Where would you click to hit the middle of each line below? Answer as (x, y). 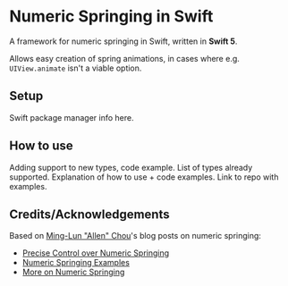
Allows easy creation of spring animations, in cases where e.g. (124, 58)
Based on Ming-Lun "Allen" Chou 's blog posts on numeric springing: (136, 236)
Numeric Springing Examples (76, 263)
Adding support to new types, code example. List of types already (131, 167)
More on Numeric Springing (73, 272)
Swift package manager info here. (72, 117)
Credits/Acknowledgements (89, 214)
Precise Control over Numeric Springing (96, 253)
